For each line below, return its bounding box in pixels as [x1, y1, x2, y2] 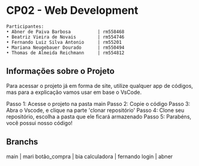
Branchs [6, 137, 38, 147]
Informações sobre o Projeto [6, 66, 115, 76]
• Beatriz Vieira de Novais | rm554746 [6, 34, 125, 40]
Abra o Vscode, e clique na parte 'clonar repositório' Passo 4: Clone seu [6, 106, 185, 114]
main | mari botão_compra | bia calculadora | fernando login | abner [6, 153, 173, 160]
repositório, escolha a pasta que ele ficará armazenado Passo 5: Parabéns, [6, 112, 192, 120]
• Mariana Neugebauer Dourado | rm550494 [6, 45, 125, 51]
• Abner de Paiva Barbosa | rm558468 [6, 28, 125, 35]
